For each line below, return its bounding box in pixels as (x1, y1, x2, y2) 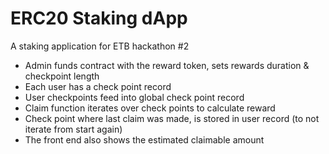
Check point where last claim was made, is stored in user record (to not (24, 112, 320, 124)
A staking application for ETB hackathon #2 (10, 40, 190, 52)
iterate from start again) (24, 123, 123, 135)
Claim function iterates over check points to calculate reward (24, 102, 276, 114)
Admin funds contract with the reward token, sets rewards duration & (24, 59, 310, 71)
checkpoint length (24, 70, 100, 82)
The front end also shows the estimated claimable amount (24, 133, 265, 146)
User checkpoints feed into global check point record (24, 91, 245, 103)
